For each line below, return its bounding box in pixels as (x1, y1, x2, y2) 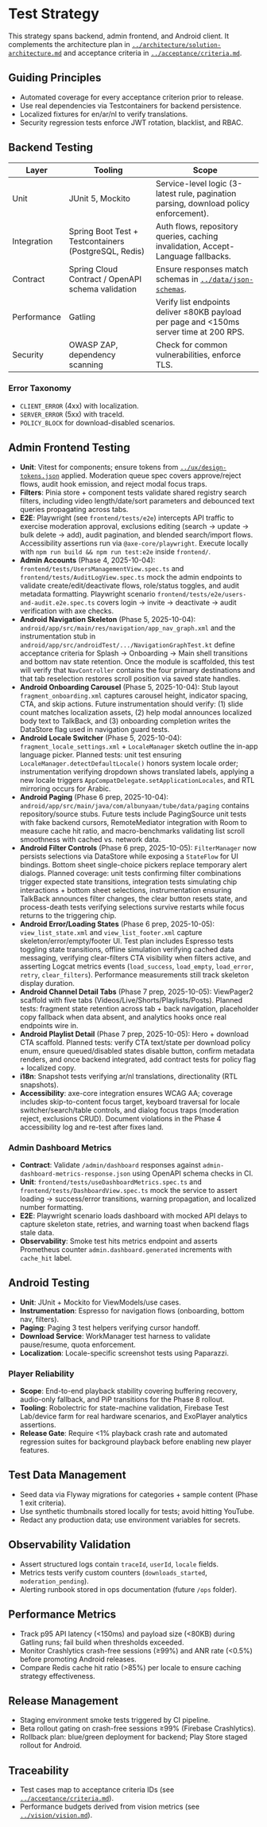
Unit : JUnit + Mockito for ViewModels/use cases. (19, 1297, 181, 1307)
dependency (68, 349, 117, 360)
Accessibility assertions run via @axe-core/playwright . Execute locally (19, 538, 249, 548)
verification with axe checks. (19, 606, 114, 616)
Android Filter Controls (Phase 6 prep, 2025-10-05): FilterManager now (19, 843, 257, 852)
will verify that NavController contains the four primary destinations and (19, 665, 256, 675)
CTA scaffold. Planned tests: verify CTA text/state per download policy (19, 1037, 251, 1047)
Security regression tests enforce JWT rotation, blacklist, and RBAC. (19, 117, 244, 127)
